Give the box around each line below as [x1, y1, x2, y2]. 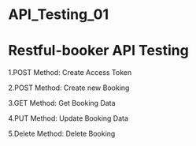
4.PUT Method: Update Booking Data [8, 114, 128, 123]
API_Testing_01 [8, 6, 109, 24]
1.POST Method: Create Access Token [8, 68, 132, 77]
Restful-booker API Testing [8, 42, 189, 60]
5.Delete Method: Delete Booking [8, 129, 116, 139]
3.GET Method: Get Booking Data [8, 99, 116, 108]
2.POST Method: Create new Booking [8, 83, 130, 92]
